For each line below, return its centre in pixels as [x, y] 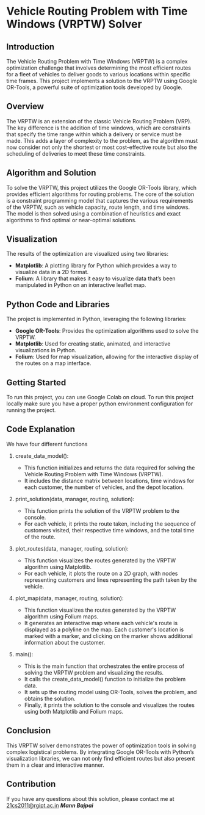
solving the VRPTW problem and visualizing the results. [94, 672]
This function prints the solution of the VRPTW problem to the [102, 510]
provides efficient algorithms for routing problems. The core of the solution [100, 194]
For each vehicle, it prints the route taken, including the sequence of [110, 524]
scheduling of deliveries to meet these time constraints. [76, 153]
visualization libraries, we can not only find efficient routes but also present [101, 758]
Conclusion [29, 731]
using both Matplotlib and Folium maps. [74, 711]
